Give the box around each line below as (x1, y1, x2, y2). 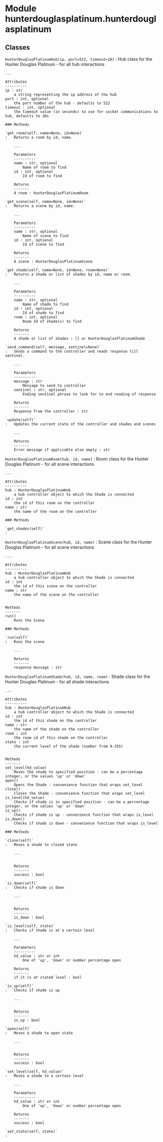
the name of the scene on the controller (14, 592, 99, 597)
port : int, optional (5, 96, 49, 101)
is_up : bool (14, 1018, 41, 1023)
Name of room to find (22, 165, 67, 170)
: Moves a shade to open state (5, 1030, 73, 1035)
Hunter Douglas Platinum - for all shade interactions (5, 679, 109, 685)
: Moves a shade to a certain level (5, 1074, 84, 1078)
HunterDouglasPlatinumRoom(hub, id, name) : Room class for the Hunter (5, 456, 149, 462)
